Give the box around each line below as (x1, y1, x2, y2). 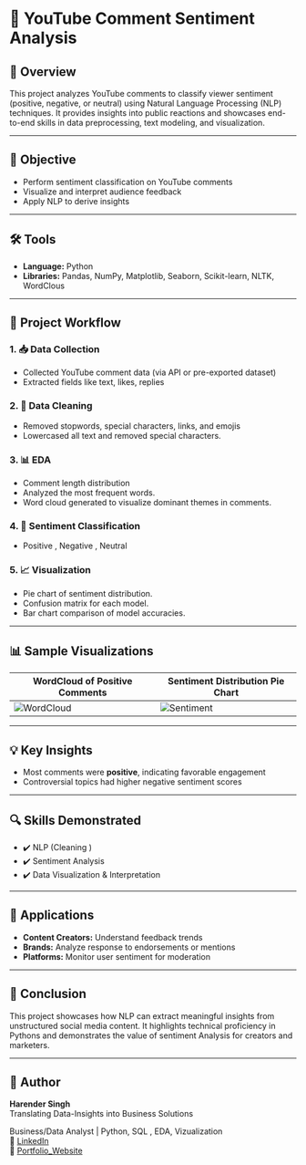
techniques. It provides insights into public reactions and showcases (9, 108, 266, 118)
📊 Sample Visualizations (9, 643, 154, 659)
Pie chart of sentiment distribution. (22, 588, 153, 598)
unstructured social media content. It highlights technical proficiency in (9, 1020, 276, 1031)
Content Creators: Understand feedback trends (22, 931, 203, 942)
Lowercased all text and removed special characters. (22, 430, 221, 441)
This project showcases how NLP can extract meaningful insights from (9, 1010, 275, 1021)
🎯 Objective (9, 152, 76, 168)
